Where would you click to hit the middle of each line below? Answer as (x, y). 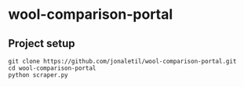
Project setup (42, 43)
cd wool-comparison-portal (52, 68)
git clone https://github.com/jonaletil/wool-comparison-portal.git (122, 61)
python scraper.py (38, 75)
